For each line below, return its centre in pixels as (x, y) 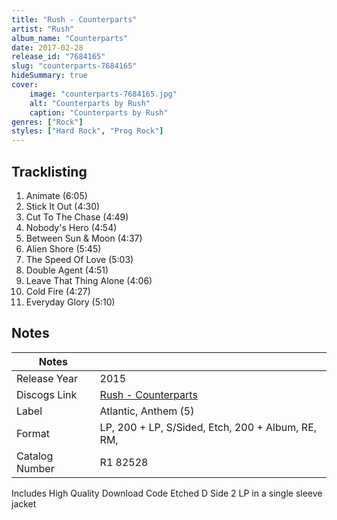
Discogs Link (47, 394)
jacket (24, 503)
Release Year (47, 378)
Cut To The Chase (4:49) (77, 217)
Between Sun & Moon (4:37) (84, 238)
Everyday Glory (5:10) (70, 302)
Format (33, 433)
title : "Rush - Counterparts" (74, 19)
